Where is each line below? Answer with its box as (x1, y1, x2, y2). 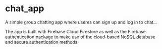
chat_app (5, 3, 45, 14)
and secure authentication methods (5, 39, 78, 45)
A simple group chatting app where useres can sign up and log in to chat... (5, 19, 158, 25)
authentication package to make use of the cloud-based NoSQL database (5, 34, 156, 40)
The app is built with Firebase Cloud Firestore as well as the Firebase (5, 28, 146, 34)
